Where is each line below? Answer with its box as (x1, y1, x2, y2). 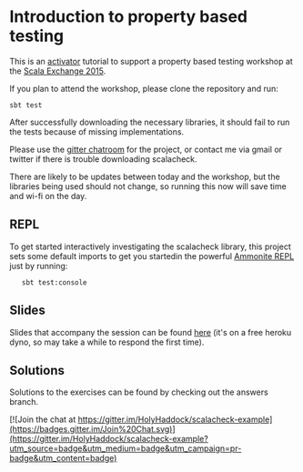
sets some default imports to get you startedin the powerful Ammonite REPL (9, 250, 295, 261)
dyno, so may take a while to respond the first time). (9, 336, 205, 347)
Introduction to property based (9, 6, 248, 27)
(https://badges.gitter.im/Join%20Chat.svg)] (9, 424, 176, 435)
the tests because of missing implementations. (9, 126, 185, 137)
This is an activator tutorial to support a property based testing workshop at (9, 55, 293, 66)
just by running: (9, 260, 68, 271)
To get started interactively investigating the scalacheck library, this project (9, 241, 291, 252)
